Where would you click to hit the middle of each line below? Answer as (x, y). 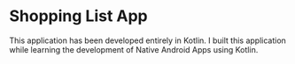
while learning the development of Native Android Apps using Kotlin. (134, 49)
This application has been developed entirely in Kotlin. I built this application (147, 40)
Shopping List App (78, 16)
